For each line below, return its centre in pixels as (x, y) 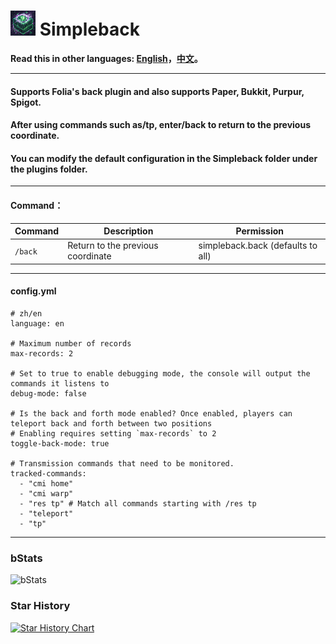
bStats (26, 558)
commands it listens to (60, 383)
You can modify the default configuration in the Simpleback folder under (164, 158)
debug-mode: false (48, 393)
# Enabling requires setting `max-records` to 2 (113, 433)
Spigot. (26, 102)
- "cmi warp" (46, 493)
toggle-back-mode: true (60, 443)
